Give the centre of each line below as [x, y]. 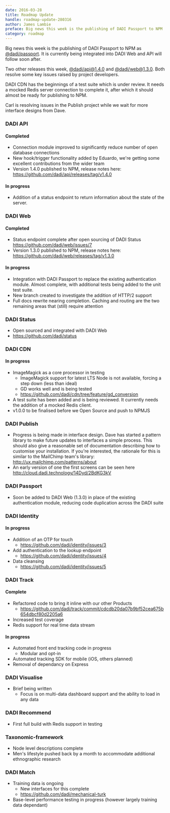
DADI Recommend [28, 713]
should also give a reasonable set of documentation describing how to [86, 446]
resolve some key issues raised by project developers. [62, 74]
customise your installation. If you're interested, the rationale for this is [87, 451]
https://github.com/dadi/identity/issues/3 [63, 545]
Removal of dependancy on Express [50, 664]
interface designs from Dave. [36, 111]
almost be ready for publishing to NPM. [46, 95]
